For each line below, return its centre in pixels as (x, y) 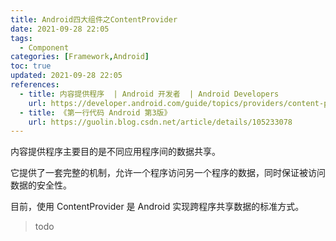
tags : (21, 38)
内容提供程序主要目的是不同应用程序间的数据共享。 (115, 152)
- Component (44, 47)
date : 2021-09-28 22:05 (60, 29)
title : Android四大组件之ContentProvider (94, 19)
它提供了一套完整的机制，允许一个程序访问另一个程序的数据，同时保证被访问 (168, 173)
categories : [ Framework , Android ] (80, 57)
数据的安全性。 (41, 185)
